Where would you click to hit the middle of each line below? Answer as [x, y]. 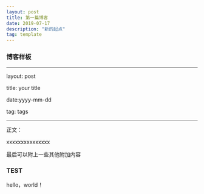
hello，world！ [25, 185]
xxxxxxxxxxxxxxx [28, 142]
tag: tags [17, 112]
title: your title [23, 88]
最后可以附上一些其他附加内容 [43, 154]
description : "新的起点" [36, 29]
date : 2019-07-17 [28, 23]
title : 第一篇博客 [27, 18]
